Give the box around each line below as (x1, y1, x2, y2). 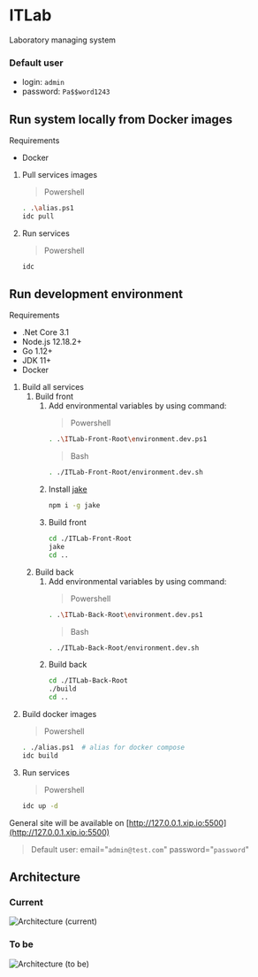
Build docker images (21, 709, 97, 720)
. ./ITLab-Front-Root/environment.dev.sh (48, 468, 203, 477)
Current (9, 897, 44, 909)
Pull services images (21, 170, 98, 180)
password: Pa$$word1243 (21, 86, 110, 97)
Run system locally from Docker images (9, 111, 232, 126)
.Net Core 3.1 (21, 327, 69, 338)
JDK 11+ (21, 355, 51, 366)
